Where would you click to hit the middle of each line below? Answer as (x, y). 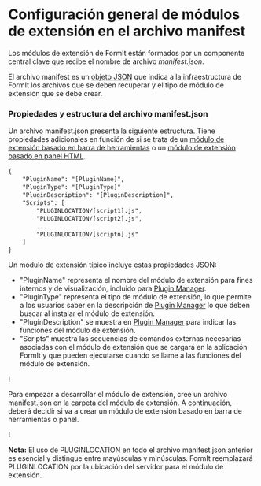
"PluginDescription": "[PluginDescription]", (98, 195)
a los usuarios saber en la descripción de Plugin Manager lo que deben (134, 306)
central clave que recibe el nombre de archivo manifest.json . (106, 61)
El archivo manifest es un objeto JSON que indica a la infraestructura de (125, 76)
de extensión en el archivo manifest (127, 31)
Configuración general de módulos (124, 15)
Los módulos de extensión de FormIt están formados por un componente (127, 53)
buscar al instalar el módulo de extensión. (87, 313)
